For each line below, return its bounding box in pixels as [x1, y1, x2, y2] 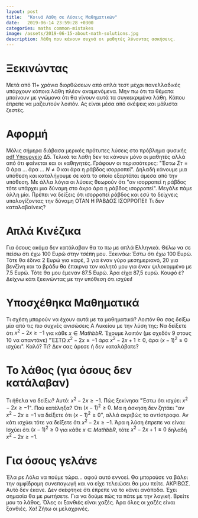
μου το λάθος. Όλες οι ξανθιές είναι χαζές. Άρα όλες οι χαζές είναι [6, 498, 176, 506]
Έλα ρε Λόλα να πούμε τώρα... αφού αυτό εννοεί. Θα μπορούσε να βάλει [6, 474, 188, 481]
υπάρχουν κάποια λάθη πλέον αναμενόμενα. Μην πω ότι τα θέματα [6, 87, 174, 95]
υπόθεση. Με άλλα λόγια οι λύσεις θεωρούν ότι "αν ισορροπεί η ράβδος [6, 178, 187, 186]
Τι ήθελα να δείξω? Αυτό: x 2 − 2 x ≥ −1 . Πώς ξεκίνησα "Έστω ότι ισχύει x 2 [6, 396, 188, 404]
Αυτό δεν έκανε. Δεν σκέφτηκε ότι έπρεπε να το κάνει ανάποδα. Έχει [6, 486, 177, 493]
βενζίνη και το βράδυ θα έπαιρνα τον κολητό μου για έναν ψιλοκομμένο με [6, 263, 192, 270]
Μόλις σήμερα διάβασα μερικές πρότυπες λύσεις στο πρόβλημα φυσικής [6, 146, 187, 154]
